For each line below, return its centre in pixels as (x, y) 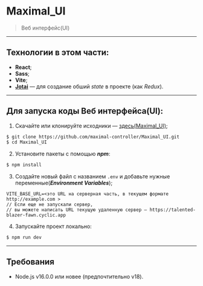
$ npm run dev (24, 238)
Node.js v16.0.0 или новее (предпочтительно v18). (79, 276)
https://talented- (173, 210)
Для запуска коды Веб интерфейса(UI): (85, 111)
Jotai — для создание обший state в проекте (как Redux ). (89, 86)
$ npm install (24, 165)
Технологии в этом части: (58, 53)
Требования (30, 262)
